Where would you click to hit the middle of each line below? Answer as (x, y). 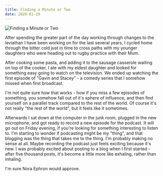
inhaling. (14, 159)
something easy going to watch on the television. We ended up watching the (82, 73)
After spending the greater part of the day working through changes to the (80, 38)
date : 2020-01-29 (23, 14)
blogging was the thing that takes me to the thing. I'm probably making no (79, 138)
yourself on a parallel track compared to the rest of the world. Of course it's (81, 103)
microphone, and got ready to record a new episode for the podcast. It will (80, 123)
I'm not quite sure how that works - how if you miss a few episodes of (75, 93)
